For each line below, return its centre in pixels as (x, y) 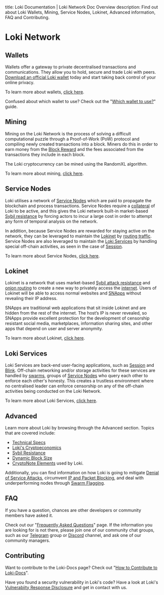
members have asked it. (29, 515)
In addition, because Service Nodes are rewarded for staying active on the (80, 231)
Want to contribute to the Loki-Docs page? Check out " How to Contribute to (81, 567)
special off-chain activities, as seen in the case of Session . (64, 246)
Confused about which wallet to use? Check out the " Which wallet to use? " (81, 101)
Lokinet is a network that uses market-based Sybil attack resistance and (78, 283)
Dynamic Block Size (32, 458)
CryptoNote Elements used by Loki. (48, 463)
